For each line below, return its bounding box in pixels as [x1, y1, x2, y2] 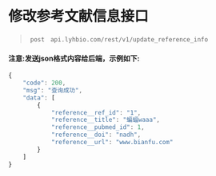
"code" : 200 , [22, 79, 66, 88]
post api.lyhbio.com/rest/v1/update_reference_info [30, 35, 209, 44]
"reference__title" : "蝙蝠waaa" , [50, 116, 161, 124]
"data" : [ [22, 93, 56, 102]
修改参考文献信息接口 [8, 7, 150, 25]
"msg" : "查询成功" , [22, 86, 82, 94]
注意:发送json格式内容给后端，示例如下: [8, 53, 140, 63]
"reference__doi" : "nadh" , [50, 131, 142, 139]
